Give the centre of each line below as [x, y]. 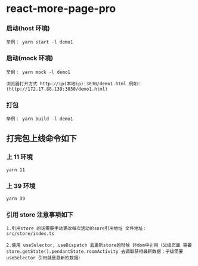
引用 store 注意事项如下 [40, 215]
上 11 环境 [19, 157]
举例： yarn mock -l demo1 [38, 72]
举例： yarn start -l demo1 [40, 42]
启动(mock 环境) [30, 58]
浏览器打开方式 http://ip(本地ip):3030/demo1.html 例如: [73, 83]
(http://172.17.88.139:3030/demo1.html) [57, 89]
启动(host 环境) [28, 29]
